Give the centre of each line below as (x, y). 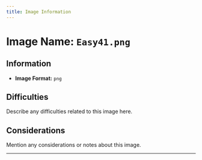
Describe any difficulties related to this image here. (69, 111)
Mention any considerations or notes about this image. (74, 145)
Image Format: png (38, 78)
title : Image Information (38, 12)
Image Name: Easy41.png (68, 41)
